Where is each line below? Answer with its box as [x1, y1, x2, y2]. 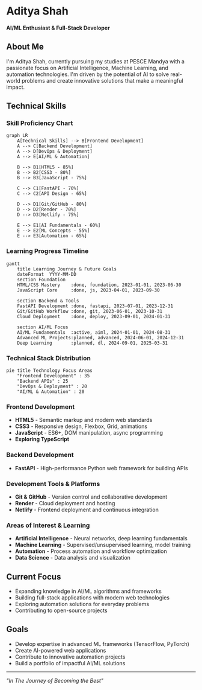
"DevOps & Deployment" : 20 [17, 383, 87, 390]
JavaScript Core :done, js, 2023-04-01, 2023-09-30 [17, 287, 161, 293]
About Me [6, 42, 44, 52]
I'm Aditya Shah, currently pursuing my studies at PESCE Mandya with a [6, 57, 185, 65]
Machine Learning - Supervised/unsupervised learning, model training [14, 541, 191, 549]
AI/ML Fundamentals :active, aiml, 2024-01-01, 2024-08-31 [17, 329, 171, 336]
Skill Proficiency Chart [6, 119, 73, 127]
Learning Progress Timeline [6, 247, 89, 255]
